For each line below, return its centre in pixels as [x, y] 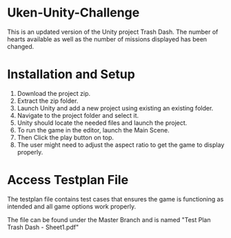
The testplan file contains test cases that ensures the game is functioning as [115, 199]
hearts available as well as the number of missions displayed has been [107, 39]
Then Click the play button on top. [66, 137]
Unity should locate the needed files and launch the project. [102, 123]
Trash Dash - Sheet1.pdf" [43, 227]
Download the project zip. [54, 93]
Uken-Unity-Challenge [73, 13]
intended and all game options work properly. [72, 206]
